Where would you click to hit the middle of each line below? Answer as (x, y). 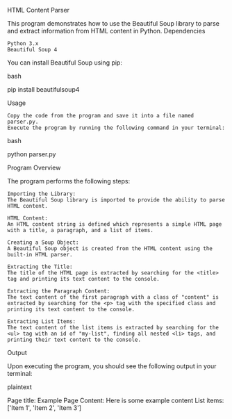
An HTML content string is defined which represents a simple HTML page (115, 224)
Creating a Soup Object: (43, 243)
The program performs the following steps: (69, 181)
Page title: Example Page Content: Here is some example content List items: (116, 400)
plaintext (20, 387)
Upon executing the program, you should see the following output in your (112, 366)
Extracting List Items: (42, 322)
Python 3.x (23, 44)
